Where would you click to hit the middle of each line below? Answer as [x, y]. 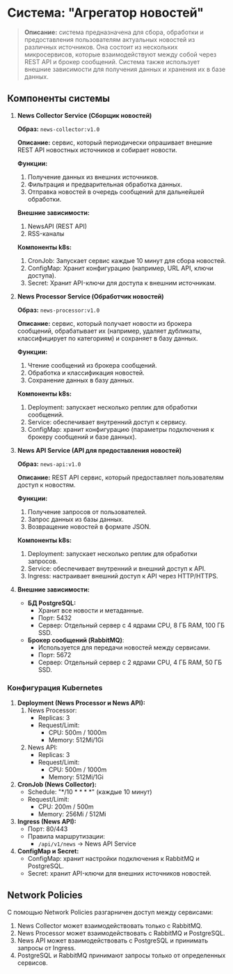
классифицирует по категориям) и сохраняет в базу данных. [107, 338]
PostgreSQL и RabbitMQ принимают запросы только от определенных [121, 955]
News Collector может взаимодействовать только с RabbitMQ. [110, 925]
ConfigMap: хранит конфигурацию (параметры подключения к [121, 429]
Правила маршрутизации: [66, 837]
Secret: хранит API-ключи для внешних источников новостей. [119, 874]
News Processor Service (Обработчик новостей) [90, 296]
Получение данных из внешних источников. [93, 177]
